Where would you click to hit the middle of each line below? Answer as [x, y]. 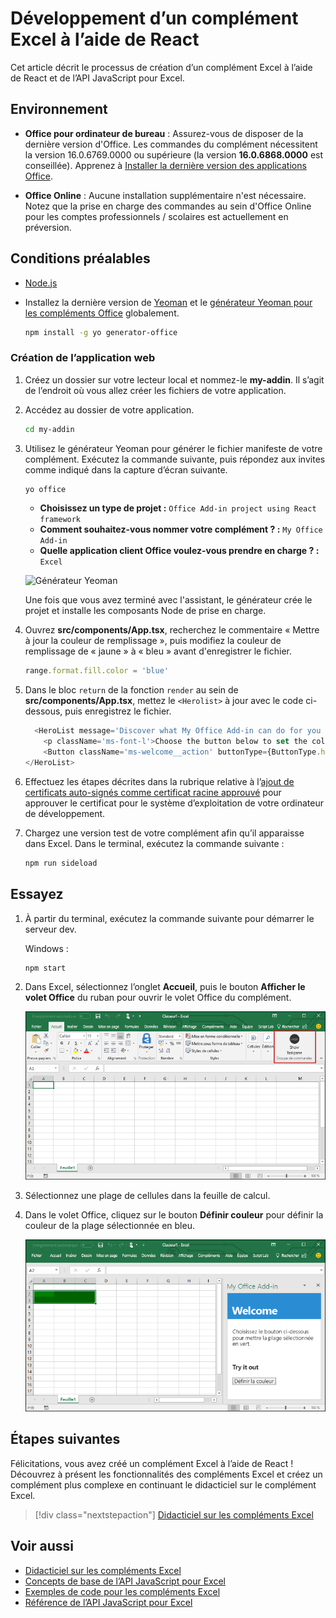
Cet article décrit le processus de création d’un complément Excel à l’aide [161, 67]
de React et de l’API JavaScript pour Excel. [97, 78]
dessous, [43, 711]
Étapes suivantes [65, 1439]
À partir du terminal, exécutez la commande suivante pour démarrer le [169, 918]
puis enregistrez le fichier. [118, 711]
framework [60, 520]
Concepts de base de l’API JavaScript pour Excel [125, 1581]
